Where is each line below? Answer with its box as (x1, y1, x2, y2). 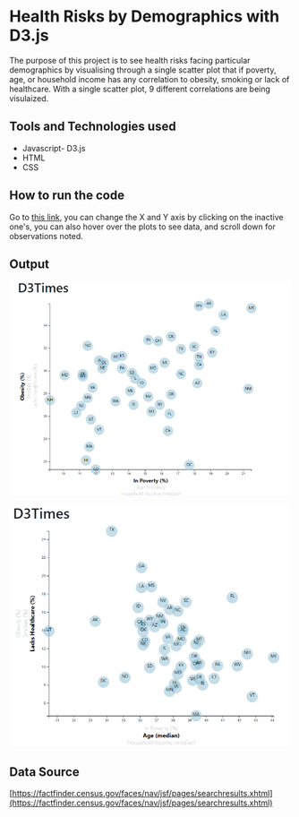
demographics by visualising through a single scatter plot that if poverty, (9, 64, 277, 75)
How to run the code (9, 188, 125, 203)
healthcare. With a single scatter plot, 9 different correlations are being (9, 83, 271, 94)
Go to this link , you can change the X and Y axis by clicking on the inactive (9, 211, 284, 222)
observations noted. (9, 230, 83, 241)
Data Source (9, 764, 80, 779)
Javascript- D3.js (21, 142, 86, 153)
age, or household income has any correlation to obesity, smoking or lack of (9, 73, 290, 84)
